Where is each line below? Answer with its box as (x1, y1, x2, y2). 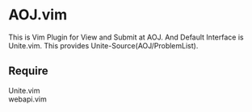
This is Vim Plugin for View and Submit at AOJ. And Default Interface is (8, 32, 244, 42)
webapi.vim (8, 94, 47, 104)
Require (8, 64, 48, 78)
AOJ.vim (8, 6, 68, 24)
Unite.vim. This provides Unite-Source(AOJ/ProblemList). (8, 40, 199, 50)
